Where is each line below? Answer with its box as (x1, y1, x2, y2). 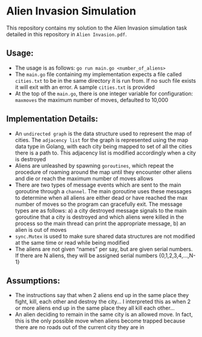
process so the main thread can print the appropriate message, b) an (14, 219, 186, 227)
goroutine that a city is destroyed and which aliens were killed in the (14, 213, 184, 220)
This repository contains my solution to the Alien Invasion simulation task (6, 24, 188, 31)
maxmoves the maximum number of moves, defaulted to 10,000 (14, 96, 169, 103)
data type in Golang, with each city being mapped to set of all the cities (14, 143, 192, 150)
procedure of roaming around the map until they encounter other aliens (14, 168, 192, 176)
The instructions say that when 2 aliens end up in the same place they (14, 292, 189, 299)
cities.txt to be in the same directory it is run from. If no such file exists (14, 77, 197, 84)
